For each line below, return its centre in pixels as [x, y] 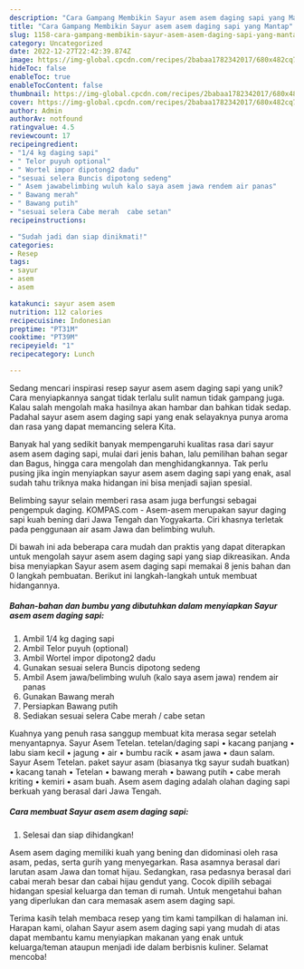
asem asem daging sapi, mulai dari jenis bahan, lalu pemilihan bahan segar [148, 454]
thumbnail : [30, 93]
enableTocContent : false [56, 85]
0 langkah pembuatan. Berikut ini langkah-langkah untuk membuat [133, 575]
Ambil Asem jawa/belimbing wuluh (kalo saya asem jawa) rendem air [150, 677]
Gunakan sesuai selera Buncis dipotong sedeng [111, 667]
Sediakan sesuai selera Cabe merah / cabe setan [114, 715]
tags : [19, 262]
